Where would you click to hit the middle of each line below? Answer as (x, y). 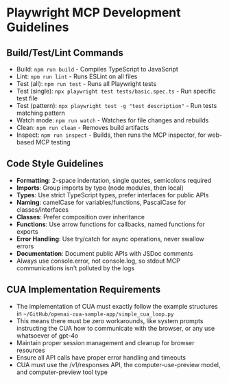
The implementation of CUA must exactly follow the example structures (117, 306)
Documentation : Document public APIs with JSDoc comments (105, 253)
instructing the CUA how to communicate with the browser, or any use (116, 328)
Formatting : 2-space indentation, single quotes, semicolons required (114, 180)
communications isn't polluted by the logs (75, 268)
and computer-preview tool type (62, 372)
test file (27, 98)
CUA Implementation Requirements (84, 290)
